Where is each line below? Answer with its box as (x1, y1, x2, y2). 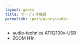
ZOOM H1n (12, 35, 35, 41)
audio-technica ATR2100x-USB (12, 30, 76, 36)
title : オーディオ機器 (5, 12, 47, 17)
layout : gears (5, 7, 35, 12)
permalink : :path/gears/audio (5, 16, 68, 21)
